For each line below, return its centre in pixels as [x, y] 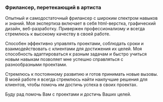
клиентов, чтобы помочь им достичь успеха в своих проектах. [71, 85]
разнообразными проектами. [36, 65]
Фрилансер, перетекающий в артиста [53, 7]
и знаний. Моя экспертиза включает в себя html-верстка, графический [81, 23]
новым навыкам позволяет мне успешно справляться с [64, 59]
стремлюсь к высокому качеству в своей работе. [58, 34]
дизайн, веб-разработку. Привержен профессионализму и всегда [75, 29]
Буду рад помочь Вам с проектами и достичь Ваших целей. [68, 94]
